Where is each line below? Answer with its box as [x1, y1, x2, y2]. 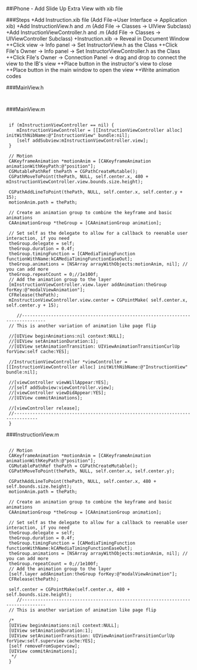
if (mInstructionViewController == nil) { [8, 122, 115, 128]
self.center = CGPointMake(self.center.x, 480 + [8, 586, 131, 592]
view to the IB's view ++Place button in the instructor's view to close [6, 60, 172, 67]
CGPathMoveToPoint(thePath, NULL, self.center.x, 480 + [8, 174, 149, 179]
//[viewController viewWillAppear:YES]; [8, 379, 109, 385]
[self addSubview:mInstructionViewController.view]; [16, 138, 149, 144]
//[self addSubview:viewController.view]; [8, 385, 115, 391]
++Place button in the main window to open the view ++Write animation [6, 66, 180, 73]
